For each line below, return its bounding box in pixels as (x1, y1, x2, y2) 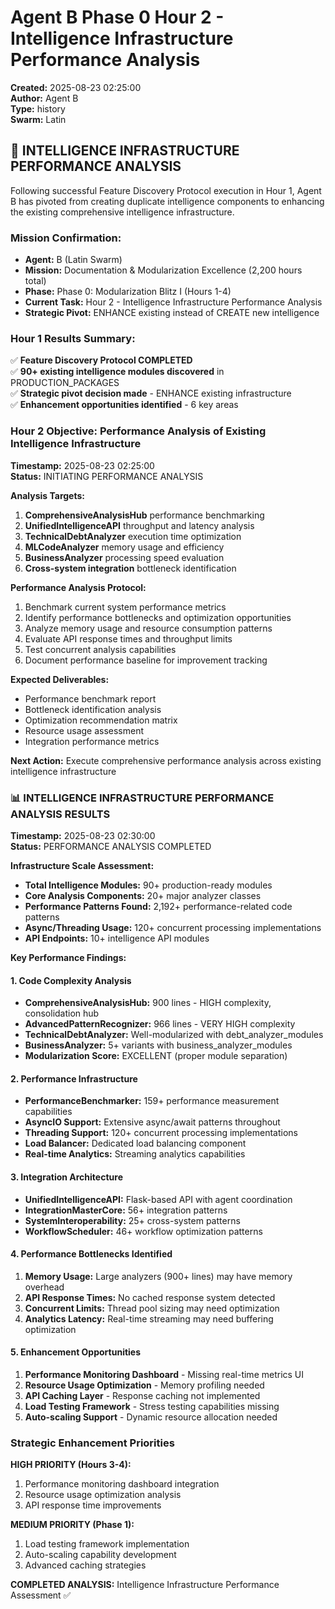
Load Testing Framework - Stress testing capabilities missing (24, 1400, 280, 1412)
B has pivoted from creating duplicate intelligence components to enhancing (10, 195, 325, 207)
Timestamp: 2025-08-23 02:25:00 (10, 459, 155, 471)
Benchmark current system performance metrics (24, 601, 227, 613)
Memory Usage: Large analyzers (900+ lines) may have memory (24, 1270, 293, 1282)
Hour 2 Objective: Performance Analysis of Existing (10, 424, 267, 438)
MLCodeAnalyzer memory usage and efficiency (24, 541, 225, 553)
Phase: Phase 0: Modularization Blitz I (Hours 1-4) (24, 286, 232, 298)
